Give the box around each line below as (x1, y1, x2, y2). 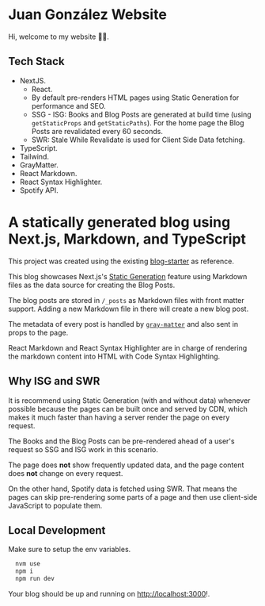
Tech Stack (8, 55, 65, 68)
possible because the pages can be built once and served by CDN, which (8, 404, 248, 413)
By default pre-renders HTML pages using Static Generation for (31, 93, 240, 102)
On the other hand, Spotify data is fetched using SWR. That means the (8, 484, 237, 493)
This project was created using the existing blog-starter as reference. (8, 256, 235, 266)
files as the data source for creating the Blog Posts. (8, 280, 176, 290)
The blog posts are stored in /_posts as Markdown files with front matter (8, 295, 245, 305)
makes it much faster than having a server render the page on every (8, 412, 230, 422)
